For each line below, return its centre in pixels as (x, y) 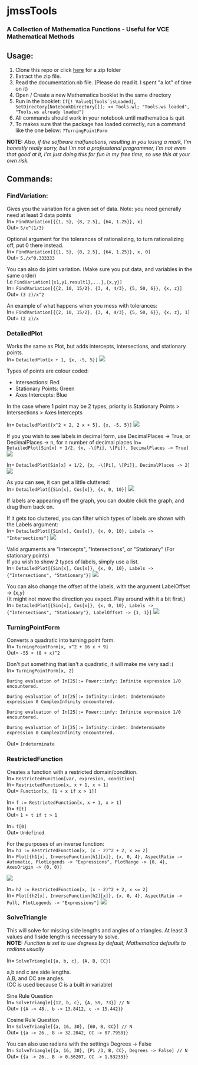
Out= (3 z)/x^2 (26, 294)
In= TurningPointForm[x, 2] (40, 671)
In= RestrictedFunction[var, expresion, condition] (71, 778)
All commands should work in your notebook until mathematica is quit (100, 118)
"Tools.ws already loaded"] (49, 112)
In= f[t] (17, 808)
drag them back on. (31, 507)
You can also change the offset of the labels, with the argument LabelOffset (98, 586)
